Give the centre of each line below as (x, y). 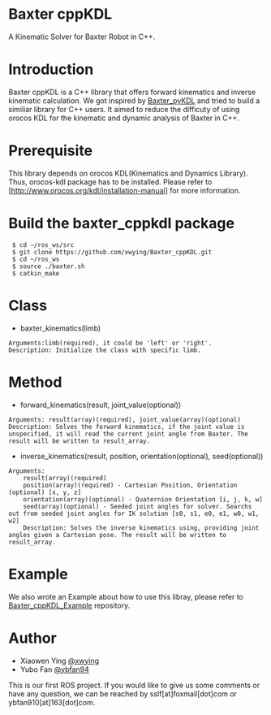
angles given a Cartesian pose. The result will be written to (118, 535)
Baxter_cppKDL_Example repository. (69, 605)
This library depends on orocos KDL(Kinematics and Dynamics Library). (129, 173)
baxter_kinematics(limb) (60, 328)
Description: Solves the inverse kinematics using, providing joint (141, 528)
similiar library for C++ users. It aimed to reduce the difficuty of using (124, 109)
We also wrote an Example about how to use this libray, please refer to (126, 596)
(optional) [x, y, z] (45, 492)
